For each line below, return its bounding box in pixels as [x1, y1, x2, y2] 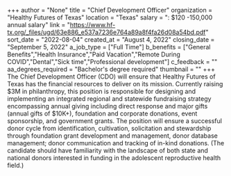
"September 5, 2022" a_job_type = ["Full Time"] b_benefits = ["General [7, 43, 211, 51]
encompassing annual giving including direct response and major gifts [7, 102, 208, 110]
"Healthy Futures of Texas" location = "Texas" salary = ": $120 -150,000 [7, 13, 213, 22]
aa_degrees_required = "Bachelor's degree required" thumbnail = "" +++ [7, 65, 216, 73]
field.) [7, 161, 24, 169]
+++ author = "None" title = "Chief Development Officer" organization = [7, 6, 213, 14]
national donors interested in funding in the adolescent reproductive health [7, 154, 221, 162]
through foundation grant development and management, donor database [7, 131, 219, 140]
